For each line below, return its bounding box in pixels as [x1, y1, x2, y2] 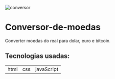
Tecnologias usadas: [5, 52, 70, 60]
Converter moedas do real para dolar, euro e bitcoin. [5, 38, 111, 43]
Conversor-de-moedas [5, 22, 101, 33]
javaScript [35, 66, 59, 73]
